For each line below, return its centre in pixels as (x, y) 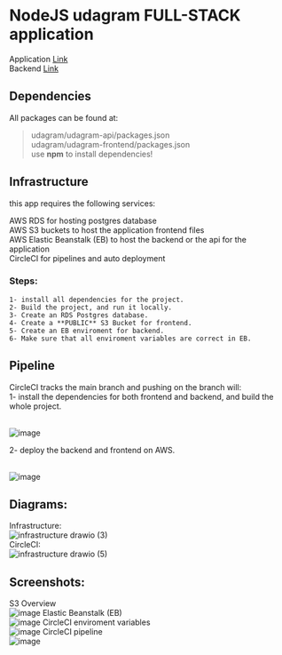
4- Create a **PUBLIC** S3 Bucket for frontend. (101, 323)
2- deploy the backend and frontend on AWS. (92, 450)
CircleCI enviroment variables (97, 622)
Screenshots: (47, 582)
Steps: (23, 281)
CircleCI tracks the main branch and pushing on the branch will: (125, 387)
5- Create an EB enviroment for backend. (87, 331)
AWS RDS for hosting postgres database (83, 220)
